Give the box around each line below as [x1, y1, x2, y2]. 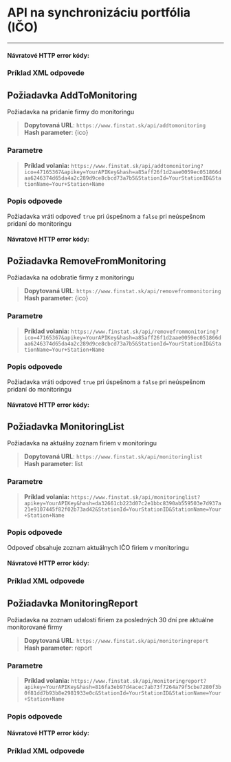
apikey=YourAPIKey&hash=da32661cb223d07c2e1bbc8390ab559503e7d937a [23, 500, 221, 507]
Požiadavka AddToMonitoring [7, 89, 137, 101]
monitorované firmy [7, 623, 63, 631]
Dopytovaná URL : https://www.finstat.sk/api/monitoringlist [23, 452, 203, 461]
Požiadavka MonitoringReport [7, 597, 138, 609]
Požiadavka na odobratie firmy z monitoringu [7, 273, 135, 282]
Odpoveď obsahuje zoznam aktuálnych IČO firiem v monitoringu [7, 543, 189, 551]
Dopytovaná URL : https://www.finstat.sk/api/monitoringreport [23, 637, 209, 645]
